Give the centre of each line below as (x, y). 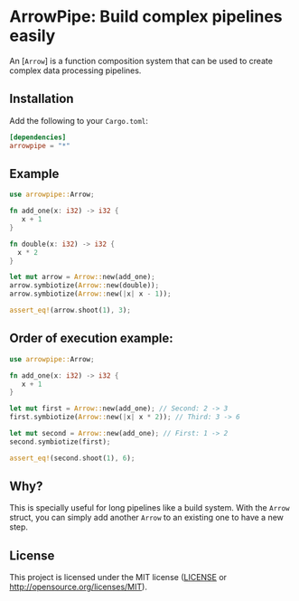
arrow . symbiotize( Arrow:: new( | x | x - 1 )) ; (90, 294)
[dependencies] (38, 137)
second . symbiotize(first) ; (60, 441)
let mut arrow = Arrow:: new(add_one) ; (82, 277)
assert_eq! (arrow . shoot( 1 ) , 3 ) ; (70, 310)
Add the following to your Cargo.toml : (79, 120)
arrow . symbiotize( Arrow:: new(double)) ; (84, 286)
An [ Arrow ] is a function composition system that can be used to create (141, 61)
